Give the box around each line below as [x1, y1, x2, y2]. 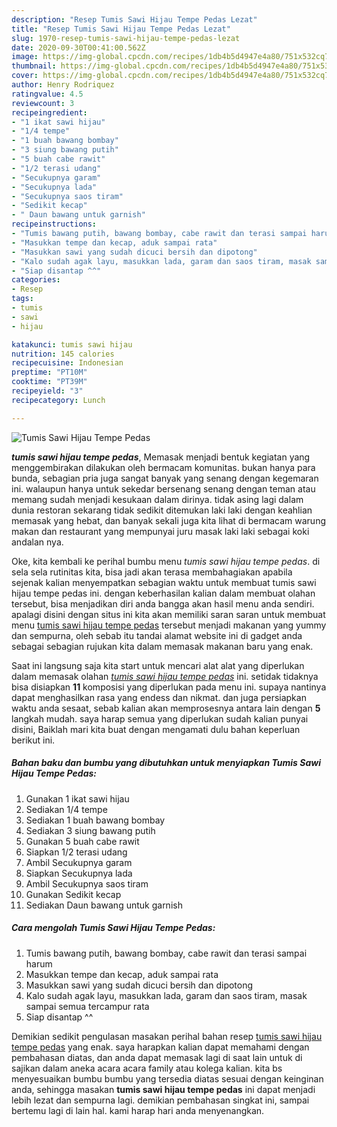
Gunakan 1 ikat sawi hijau [25, 792, 130, 805]
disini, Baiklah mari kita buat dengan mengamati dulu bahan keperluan [11, 723, 301, 735]
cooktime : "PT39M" [11, 377, 88, 387]
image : [11, 52, 39, 62]
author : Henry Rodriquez [11, 80, 115, 90]
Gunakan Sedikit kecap [25, 888, 122, 900]
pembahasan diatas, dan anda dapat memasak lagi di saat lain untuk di [11, 1051, 303, 1063]
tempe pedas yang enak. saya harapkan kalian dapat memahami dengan [11, 1041, 310, 1053]
